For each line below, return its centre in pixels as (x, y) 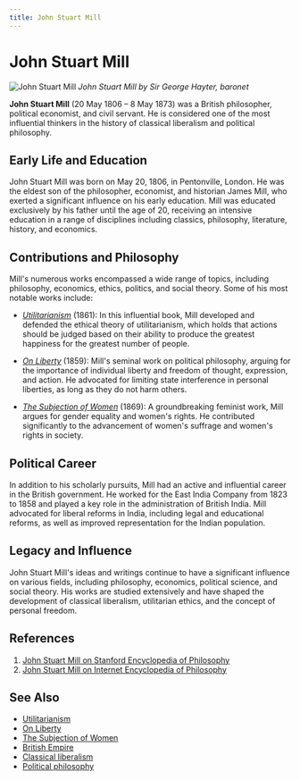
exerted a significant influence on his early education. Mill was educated (142, 201)
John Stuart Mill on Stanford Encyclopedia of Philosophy (126, 660)
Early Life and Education (78, 160)
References (42, 638)
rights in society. (53, 435)
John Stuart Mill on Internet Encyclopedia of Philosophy (125, 669)
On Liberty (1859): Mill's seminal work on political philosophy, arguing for (156, 361)
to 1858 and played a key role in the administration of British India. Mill (138, 504)
